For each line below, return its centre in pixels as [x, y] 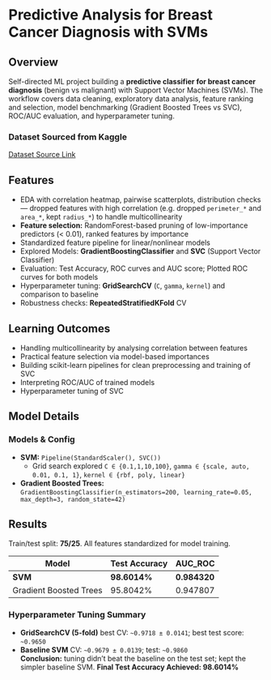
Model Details [44, 416]
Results [28, 524]
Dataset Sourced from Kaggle [68, 137]
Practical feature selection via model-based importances [115, 356]
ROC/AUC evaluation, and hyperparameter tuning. [92, 116]
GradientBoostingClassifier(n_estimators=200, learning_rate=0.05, [136, 492]
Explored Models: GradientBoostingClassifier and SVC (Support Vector [140, 251]
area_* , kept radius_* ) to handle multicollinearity [101, 217]
